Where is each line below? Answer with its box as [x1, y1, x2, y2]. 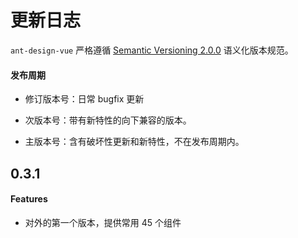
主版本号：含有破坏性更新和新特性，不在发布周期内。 [24, 136, 245, 148]
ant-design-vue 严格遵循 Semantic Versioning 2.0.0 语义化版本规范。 [10, 44, 294, 56]
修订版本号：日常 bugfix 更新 [24, 93, 145, 105]
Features [10, 193, 48, 205]
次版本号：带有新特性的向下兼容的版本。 [24, 114, 192, 126]
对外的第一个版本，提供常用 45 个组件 [24, 216, 182, 228]
